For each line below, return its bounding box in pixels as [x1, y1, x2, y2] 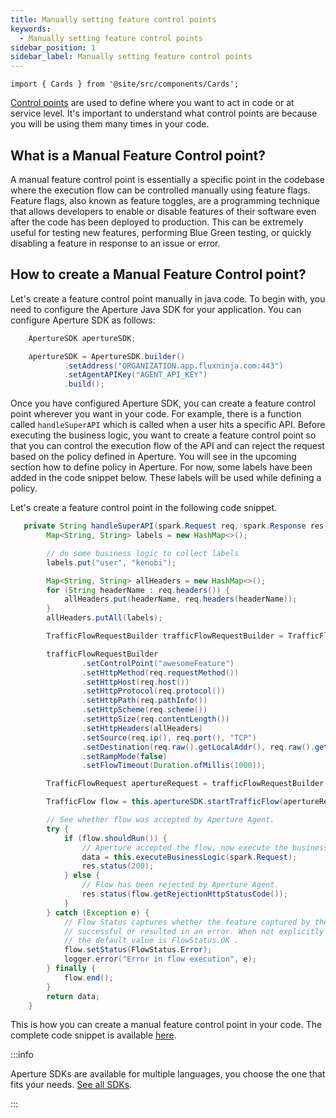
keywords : [10, 24, 52, 34]
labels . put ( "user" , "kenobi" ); [46, 557, 177, 568]
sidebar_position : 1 [10, 42, 97, 53]
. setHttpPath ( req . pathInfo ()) [81, 696, 208, 706]
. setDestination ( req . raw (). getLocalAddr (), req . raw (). [81, 742, 315, 752]
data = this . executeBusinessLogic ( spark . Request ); [81, 852, 298, 862]
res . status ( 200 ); [81, 861, 155, 871]
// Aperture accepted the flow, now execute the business [81, 842, 329, 853]
